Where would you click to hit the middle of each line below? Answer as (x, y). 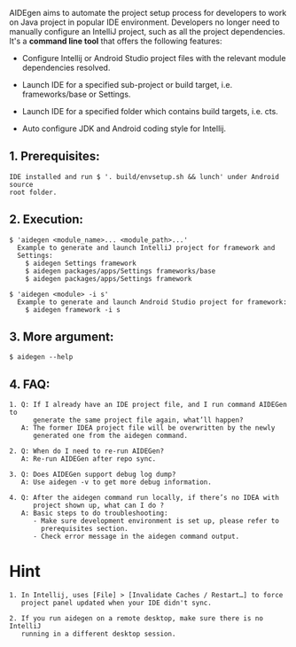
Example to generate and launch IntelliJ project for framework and (146, 247)
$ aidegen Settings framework (81, 263)
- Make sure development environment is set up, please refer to (156, 521)
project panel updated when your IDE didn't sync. (117, 603)
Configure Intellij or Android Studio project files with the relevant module (154, 58)
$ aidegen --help (41, 357)
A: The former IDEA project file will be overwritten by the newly (148, 428)
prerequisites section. (85, 529)
